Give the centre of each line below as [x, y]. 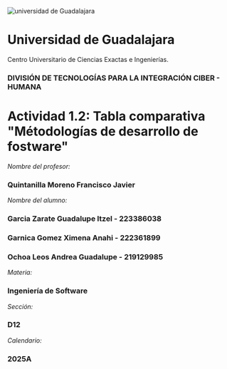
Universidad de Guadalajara [91, 40]
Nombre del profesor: [39, 166]
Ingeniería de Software [47, 291]
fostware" [38, 147]
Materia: [20, 272]
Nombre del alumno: [37, 200]
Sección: [20, 306]
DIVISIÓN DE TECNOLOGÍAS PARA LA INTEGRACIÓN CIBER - [114, 78]
